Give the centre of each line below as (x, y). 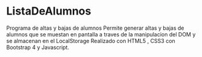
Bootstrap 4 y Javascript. (38, 47)
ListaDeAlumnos (49, 11)
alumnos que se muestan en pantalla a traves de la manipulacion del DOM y (101, 34)
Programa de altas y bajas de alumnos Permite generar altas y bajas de (95, 28)
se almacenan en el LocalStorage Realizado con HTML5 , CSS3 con (91, 41)
